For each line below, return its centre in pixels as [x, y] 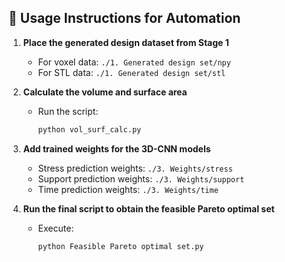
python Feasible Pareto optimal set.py [121, 246]
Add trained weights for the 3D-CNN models [116, 148]
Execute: [56, 228]
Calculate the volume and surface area [105, 92]
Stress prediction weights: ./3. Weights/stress [135, 168]
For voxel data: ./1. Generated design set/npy [134, 62]
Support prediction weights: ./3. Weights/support [141, 178]
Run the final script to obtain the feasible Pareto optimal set [148, 208]
